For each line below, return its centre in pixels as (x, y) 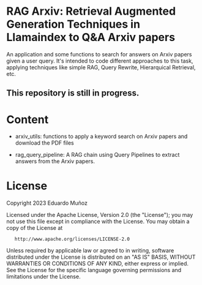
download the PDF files (45, 143)
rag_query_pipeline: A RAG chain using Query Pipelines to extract (97, 155)
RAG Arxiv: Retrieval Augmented (91, 11)
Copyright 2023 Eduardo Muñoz (47, 203)
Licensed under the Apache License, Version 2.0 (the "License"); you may (100, 215)
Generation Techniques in (73, 24)
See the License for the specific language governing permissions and (94, 270)
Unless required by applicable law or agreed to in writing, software (90, 251)
